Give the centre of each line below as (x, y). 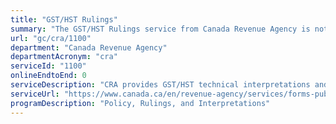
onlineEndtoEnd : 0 (48, 76)
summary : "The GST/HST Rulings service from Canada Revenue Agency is (160, 29)
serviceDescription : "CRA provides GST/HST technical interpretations (160, 85)
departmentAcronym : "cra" (64, 57)
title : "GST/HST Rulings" (64, 19)
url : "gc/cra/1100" (51, 38)
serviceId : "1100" (48, 66)
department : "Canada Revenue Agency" (89, 47)
